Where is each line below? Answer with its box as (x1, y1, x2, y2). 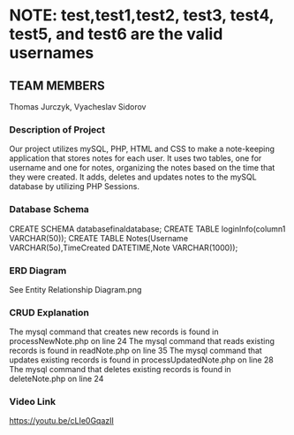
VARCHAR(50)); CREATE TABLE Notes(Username (9, 233, 188, 243)
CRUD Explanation (9, 306, 90, 318)
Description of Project (9, 123, 106, 135)
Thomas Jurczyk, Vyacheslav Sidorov (9, 102, 147, 111)
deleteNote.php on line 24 (9, 373, 104, 385)
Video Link (9, 395, 56, 408)
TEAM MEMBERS (9, 78, 106, 93)
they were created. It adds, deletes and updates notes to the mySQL (9, 172, 258, 182)
